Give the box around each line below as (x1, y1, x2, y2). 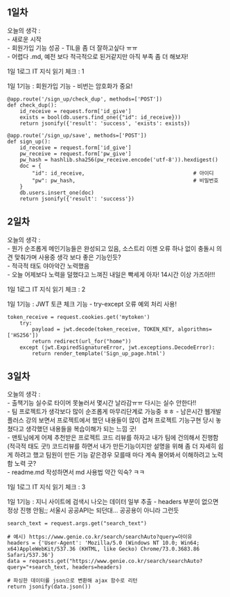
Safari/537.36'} (7, 552, 54, 559)
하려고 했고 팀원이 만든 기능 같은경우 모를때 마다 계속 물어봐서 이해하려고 (14, 451, 211, 459)
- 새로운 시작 (7, 35, 42, 43)
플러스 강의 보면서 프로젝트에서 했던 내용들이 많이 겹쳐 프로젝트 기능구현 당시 (7, 416, 215, 424)
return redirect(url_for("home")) (32, 338, 132, 345)
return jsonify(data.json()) (7, 583, 91, 591)
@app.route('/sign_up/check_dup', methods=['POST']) (7, 96, 163, 103)
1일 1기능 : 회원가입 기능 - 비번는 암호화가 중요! (7, 82, 133, 90)
